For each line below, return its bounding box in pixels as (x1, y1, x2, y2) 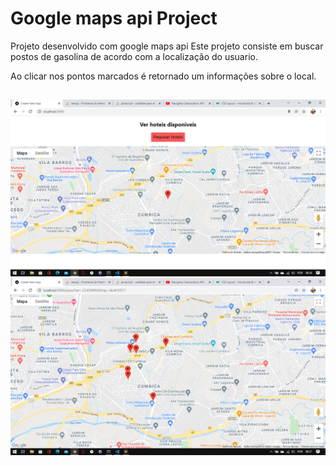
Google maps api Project (10, 7, 218, 30)
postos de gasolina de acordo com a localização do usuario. (10, 50, 258, 62)
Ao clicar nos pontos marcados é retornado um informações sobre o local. (10, 70, 317, 82)
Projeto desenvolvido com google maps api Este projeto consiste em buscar (10, 40, 324, 52)
